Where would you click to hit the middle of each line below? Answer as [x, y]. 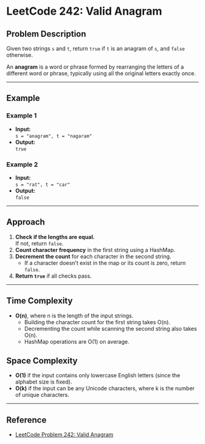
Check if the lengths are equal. [55, 237]
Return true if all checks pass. [53, 276]
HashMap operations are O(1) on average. [77, 341]
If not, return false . [39, 243]
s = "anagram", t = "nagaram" [54, 136]
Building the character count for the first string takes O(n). [97, 322]
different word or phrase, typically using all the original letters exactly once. [101, 73]
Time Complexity [40, 301]
